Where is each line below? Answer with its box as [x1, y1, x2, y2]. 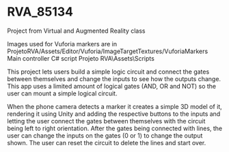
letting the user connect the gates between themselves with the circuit [7, 117, 206, 125]
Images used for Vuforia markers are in [7, 40, 118, 48]
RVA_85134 [7, 4, 74, 20]
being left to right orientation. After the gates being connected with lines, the [7, 124, 223, 132]
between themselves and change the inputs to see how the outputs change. [7, 74, 221, 82]
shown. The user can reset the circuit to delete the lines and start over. [7, 138, 206, 147]
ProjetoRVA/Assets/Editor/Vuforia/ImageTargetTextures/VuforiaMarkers [7, 47, 208, 55]
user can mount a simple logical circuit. [7, 89, 118, 97]
